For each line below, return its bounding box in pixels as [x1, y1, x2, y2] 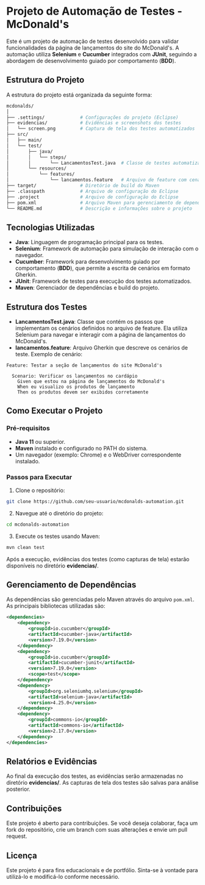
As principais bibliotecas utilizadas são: [6, 602, 106, 610]
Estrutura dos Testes [6, 302, 87, 312]
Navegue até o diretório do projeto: [15, 509, 104, 517]
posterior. [6, 785, 31, 793]
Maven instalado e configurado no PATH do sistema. [15, 444, 148, 452]
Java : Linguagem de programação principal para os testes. [15, 239, 164, 246]
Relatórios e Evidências [6, 756, 98, 766]
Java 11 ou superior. [15, 438, 66, 445]
